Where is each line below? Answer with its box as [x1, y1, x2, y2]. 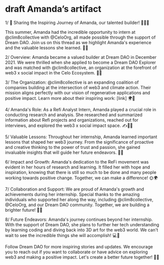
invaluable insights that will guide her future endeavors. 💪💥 [5, 149, 124, 155]
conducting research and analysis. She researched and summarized [5, 112, 143, 118]
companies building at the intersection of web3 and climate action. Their [5, 84, 151, 90]
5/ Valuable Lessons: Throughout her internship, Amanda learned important [5, 134, 158, 140]
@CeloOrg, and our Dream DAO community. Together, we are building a [5, 202, 150, 208]
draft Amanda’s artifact [5, 3, 101, 15]
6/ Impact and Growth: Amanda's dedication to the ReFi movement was [5, 159, 149, 165]
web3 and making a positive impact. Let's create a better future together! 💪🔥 [5, 254, 160, 260]
